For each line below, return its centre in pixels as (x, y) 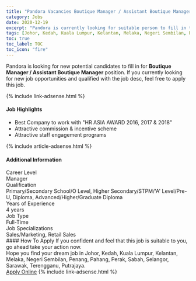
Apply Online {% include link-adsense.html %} (62, 272)
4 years (15, 210)
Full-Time (17, 222)
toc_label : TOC (24, 44)
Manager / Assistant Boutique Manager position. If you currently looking (94, 72)
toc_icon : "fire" (27, 50)
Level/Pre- (174, 191)
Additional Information (34, 159)
